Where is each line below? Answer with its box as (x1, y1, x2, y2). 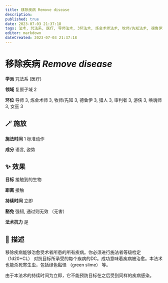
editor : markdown (5, 30, 41, 35)
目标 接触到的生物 (5, 176, 41, 182)
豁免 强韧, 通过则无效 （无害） (5, 208, 67, 214)
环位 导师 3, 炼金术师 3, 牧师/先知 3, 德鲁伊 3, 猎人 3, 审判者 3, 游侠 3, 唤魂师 (5, 97, 162, 103)
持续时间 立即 (5, 198, 33, 204)
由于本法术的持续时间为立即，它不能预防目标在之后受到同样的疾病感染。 (5, 272, 154, 278)
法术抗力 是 (5, 219, 28, 225)
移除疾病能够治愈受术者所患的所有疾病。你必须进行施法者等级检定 (5, 249, 141, 255)
